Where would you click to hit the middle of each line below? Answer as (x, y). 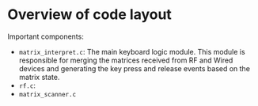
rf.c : (27, 85)
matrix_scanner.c (47, 94)
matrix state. (39, 77)
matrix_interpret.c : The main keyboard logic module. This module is (132, 51)
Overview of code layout (89, 15)
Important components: (46, 36)
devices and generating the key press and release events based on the (135, 68)
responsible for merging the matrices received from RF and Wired (126, 60)
